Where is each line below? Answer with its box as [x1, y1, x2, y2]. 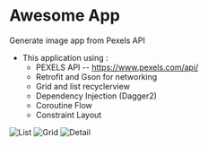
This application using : [22, 52, 109, 63]
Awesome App [9, 5, 121, 26]
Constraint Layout [35, 109, 102, 120]
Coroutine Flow [35, 99, 92, 110]
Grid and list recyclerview [35, 81, 130, 91]
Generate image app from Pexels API [9, 35, 145, 46]
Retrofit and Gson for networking [35, 71, 158, 82]
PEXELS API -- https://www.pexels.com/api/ [35, 62, 199, 73]
